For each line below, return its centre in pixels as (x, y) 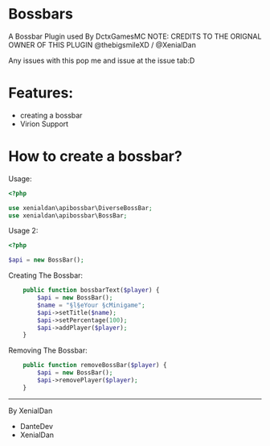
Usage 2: (23, 231)
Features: (41, 93)
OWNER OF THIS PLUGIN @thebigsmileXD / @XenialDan (102, 44)
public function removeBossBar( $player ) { (95, 365)
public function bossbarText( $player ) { (91, 291)
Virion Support (44, 124)
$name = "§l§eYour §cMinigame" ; (92, 305)
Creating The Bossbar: (45, 275)
